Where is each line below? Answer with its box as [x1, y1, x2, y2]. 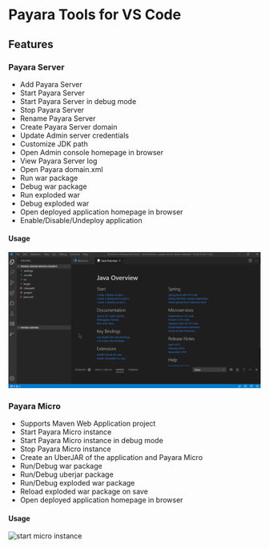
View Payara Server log [19, 156, 98, 166]
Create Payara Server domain [19, 122, 118, 131]
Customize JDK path [19, 138, 88, 149]
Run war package [19, 173, 78, 182]
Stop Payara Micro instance [19, 444, 111, 454]
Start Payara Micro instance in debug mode [19, 436, 164, 446]
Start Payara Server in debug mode [19, 96, 137, 106]
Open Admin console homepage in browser [19, 147, 164, 157]
